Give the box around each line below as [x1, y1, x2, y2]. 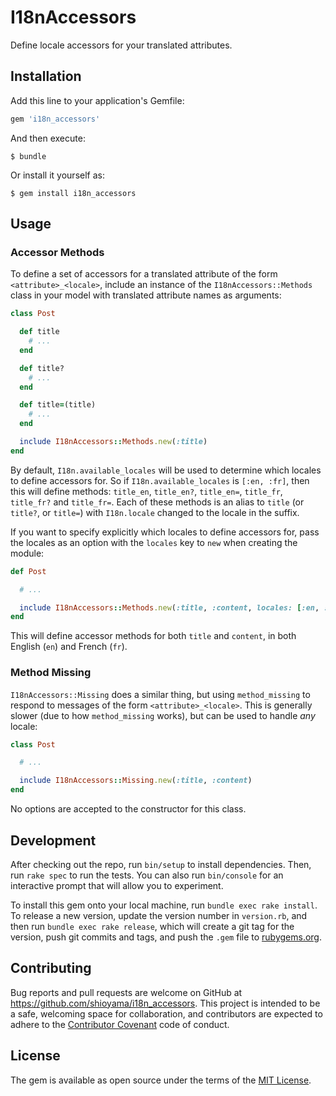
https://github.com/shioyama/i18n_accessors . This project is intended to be [10, 997, 321, 1009]
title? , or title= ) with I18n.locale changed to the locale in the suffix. [10, 506, 300, 518]
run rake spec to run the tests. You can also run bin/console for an [10, 869, 284, 881]
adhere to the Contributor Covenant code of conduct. [10, 1018, 230, 1030]
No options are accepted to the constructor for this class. [10, 803, 247, 815]
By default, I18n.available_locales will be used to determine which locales [10, 464, 322, 476]
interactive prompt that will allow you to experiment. [10, 879, 224, 891]
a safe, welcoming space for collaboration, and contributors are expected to [10, 1007, 323, 1020]
